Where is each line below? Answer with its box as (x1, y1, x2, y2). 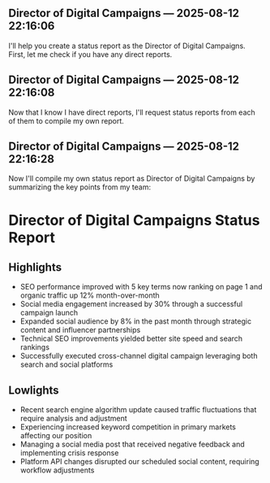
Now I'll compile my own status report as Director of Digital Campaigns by (8, 174, 255, 184)
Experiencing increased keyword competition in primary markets (19, 422, 237, 432)
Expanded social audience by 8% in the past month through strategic (19, 316, 252, 326)
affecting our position (19, 431, 92, 441)
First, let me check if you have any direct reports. (8, 49, 173, 59)
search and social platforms (19, 359, 114, 369)
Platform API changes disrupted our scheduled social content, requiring (19, 457, 259, 467)
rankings (19, 342, 50, 352)
